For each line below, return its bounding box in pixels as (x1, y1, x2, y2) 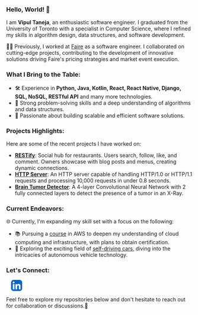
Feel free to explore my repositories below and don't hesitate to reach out (6, 296, 186, 303)
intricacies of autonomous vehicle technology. (14, 251, 128, 259)
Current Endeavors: (6, 204, 64, 213)
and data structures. (14, 105, 65, 112)
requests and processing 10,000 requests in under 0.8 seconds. (14, 177, 171, 184)
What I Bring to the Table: (6, 71, 81, 79)
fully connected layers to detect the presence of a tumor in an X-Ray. (14, 190, 184, 197)
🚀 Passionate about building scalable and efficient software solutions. (14, 112, 185, 119)
